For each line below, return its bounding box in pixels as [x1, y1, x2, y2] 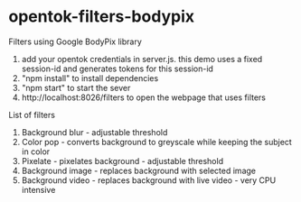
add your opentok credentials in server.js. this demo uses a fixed [21, 53, 263, 64]
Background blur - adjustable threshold [21, 126, 168, 137]
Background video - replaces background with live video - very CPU [21, 174, 277, 186]
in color [21, 146, 51, 157]
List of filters [8, 109, 56, 120]
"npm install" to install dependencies [21, 72, 159, 83]
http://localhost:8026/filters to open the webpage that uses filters [21, 92, 267, 103]
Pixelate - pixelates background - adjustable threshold [21, 155, 223, 166]
